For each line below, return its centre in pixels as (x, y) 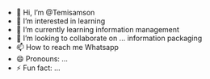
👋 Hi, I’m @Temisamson (55, 12)
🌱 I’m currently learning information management (98, 29)
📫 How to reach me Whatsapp (67, 47)
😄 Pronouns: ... (42, 59)
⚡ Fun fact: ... (38, 68)
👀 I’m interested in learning (61, 21)
